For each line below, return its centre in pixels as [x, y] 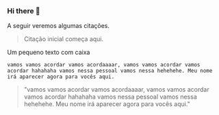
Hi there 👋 [24, 11]
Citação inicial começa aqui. [64, 39]
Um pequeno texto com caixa [49, 52]
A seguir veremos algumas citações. [58, 26]
